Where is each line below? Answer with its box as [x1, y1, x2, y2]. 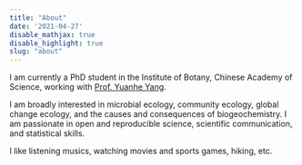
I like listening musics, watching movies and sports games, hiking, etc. [9, 146, 273, 157]
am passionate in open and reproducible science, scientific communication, [9, 119, 293, 130]
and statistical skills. [9, 128, 85, 139]
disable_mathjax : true [9, 30, 96, 39]
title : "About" [9, 13, 67, 23]
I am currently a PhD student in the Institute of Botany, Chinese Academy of [9, 72, 293, 82]
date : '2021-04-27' [9, 22, 84, 31]
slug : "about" [9, 47, 64, 56]
